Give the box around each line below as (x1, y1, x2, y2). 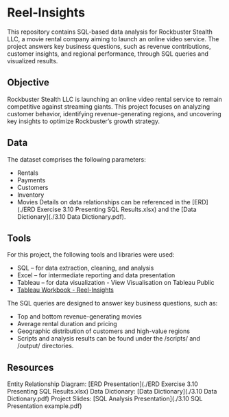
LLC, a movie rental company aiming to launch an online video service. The (7, 34, 219, 43)
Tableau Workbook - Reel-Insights (16, 286, 114, 294)
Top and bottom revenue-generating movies (16, 312, 142, 321)
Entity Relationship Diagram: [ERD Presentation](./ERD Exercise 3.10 (7, 380, 198, 388)
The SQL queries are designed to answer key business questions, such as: (7, 299, 218, 308)
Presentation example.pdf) (7, 402, 82, 410)
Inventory (16, 191, 45, 199)
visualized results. (7, 56, 58, 65)
